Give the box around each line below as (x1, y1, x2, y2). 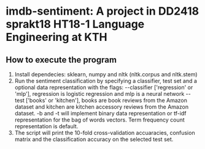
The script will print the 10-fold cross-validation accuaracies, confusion (14, 129, 195, 136)
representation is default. (14, 123, 79, 129)
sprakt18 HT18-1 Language (6, 17, 145, 31)
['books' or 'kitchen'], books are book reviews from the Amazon (26, 96, 188, 104)
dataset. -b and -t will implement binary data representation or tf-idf (14, 110, 187, 117)
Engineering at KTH (6, 31, 108, 44)
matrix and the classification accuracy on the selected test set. (14, 136, 174, 143)
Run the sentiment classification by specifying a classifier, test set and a (14, 78, 198, 84)
